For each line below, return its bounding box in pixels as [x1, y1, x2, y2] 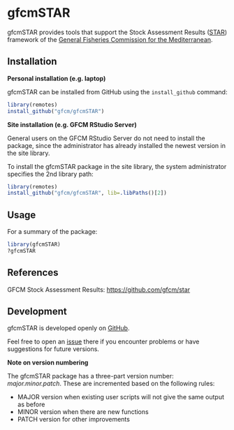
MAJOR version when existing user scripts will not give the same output [17, 393, 225, 401]
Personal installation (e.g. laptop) [7, 74, 106, 82]
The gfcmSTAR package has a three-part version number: [7, 372, 174, 380]
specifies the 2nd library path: [7, 170, 94, 178]
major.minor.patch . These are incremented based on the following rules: [7, 379, 215, 388]
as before [17, 400, 45, 409]
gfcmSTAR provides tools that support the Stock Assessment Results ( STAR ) [7, 28, 228, 36]
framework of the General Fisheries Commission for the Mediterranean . [7, 35, 213, 43]
